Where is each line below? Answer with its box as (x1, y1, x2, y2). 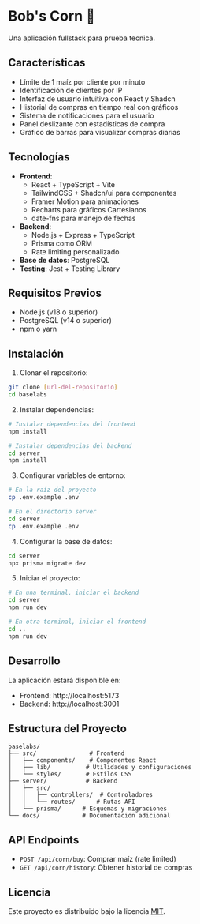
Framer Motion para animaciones (31, 197, 139, 206)
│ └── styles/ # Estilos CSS (8, 770, 132, 779)
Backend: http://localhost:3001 (19, 699, 120, 708)
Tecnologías (8, 150, 70, 164)
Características (8, 56, 86, 69)
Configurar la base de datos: (19, 536, 113, 546)
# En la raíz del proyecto (8, 486, 97, 494)
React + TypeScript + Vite (31, 179, 116, 189)
